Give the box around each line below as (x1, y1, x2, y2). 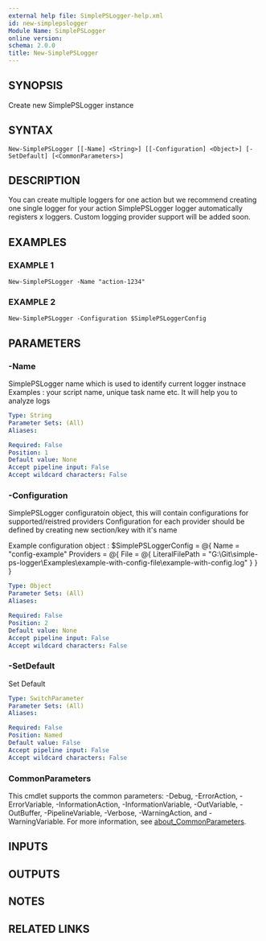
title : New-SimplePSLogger (8, 49, 99, 57)
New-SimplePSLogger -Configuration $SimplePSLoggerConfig (8, 314, 207, 323)
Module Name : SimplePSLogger (8, 27, 106, 35)
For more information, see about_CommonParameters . (67, 817, 247, 826)
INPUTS (8, 840, 48, 853)
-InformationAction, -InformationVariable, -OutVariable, (55, 799, 239, 809)
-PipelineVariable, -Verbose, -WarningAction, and (43, 808, 207, 817)
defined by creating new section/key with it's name (8, 525, 178, 535)
